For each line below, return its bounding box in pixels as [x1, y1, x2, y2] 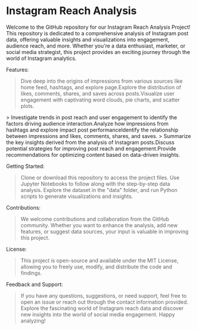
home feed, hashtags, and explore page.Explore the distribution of [20, 83, 181, 90]
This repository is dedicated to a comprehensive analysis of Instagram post [6, 29, 189, 36]
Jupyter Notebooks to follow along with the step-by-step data [20, 180, 171, 187]
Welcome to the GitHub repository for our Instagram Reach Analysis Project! [6, 23, 191, 31]
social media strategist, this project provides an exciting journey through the [6, 48, 191, 55]
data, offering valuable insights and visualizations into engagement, [6, 36, 169, 43]
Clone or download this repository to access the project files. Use [20, 174, 180, 181]
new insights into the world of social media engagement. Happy [20, 311, 175, 318]
